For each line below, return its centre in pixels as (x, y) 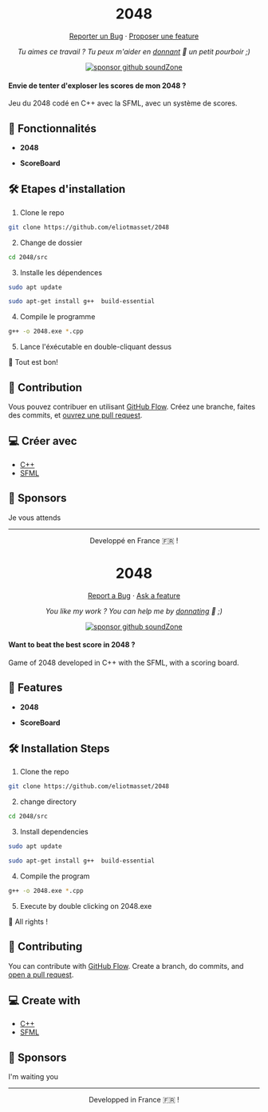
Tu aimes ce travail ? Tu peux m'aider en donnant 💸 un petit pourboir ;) (134, 51)
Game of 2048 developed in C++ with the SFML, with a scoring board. (124, 662)
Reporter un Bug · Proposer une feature (134, 36)
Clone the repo (44, 772)
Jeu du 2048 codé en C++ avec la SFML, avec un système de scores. (123, 103)
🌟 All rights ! (28, 922)
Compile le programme (57, 317)
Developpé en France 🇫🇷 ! (134, 540)
